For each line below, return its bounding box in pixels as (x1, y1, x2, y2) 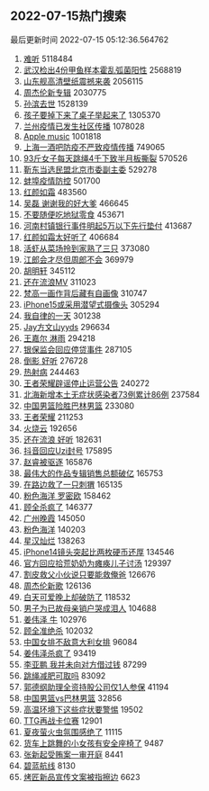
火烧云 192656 (23, 422, 77, 434)
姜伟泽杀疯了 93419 (23, 647, 97, 659)
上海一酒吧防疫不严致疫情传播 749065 (23, 141, 166, 152)
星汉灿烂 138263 (23, 535, 86, 546)
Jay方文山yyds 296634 (23, 321, 111, 332)
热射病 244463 (23, 366, 80, 377)
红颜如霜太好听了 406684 (23, 231, 120, 242)
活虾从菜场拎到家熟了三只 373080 (23, 242, 150, 254)
